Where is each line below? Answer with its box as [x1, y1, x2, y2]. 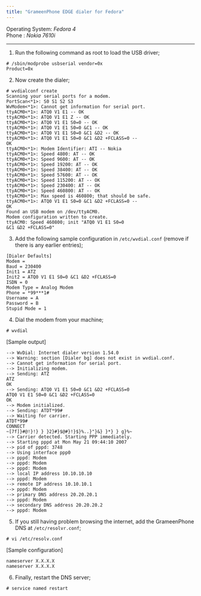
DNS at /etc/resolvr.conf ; [14, 524, 81, 531]
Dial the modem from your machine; [14, 316, 103, 323]
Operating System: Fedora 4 [6, 25, 76, 32]
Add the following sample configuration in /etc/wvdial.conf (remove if [14, 235, 189, 242]
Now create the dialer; [14, 76, 70, 83]
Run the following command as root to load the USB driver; [14, 49, 160, 56]
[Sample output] [6, 338, 47, 345]
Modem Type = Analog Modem [6, 284, 74, 290]
